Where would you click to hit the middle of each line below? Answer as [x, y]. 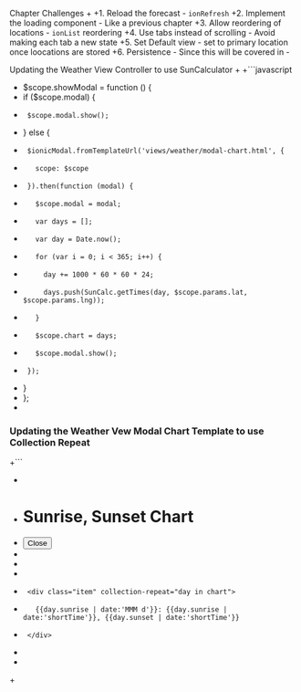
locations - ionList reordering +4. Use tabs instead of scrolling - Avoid [142, 32]
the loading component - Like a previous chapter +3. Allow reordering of [145, 23]
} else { [36, 132]
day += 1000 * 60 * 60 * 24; [99, 275]
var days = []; [64, 222]
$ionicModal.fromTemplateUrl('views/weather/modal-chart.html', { [156, 151]
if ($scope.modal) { [59, 97]
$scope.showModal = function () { [87, 87]
